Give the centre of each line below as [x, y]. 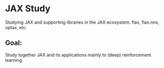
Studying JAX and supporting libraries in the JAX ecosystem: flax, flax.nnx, [82, 22]
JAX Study [28, 9]
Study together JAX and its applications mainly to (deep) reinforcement [78, 55]
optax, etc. [16, 27]
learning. [14, 60]
